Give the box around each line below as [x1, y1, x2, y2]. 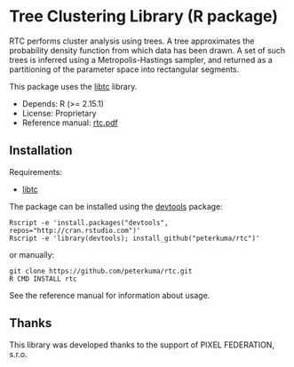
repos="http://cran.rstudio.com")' [9, 226, 141, 235]
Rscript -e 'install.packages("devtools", [9, 218, 169, 227]
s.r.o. [9, 348, 28, 359]
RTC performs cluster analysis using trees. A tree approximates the [9, 36, 255, 46]
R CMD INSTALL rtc [9, 274, 77, 283]
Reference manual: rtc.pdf [21, 117, 118, 128]
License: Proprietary [21, 108, 97, 118]
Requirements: [9, 166, 62, 177]
